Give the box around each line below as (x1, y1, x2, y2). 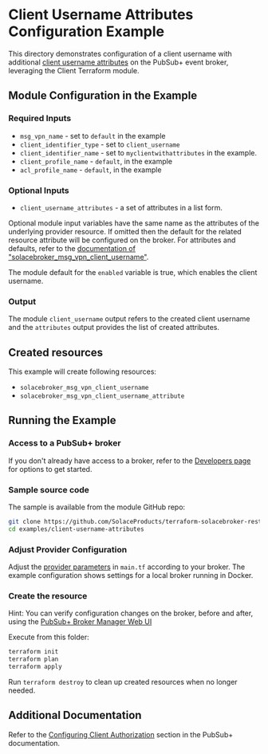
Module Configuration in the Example (8, 89, 198, 103)
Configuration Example (8, 22, 165, 41)
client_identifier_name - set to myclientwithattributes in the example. (19, 147, 258, 157)
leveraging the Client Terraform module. (8, 65, 140, 75)
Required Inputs (8, 113, 72, 124)
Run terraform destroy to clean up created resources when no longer (8, 677, 238, 686)
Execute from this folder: (8, 632, 89, 642)
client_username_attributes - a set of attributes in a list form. (19, 202, 223, 212)
